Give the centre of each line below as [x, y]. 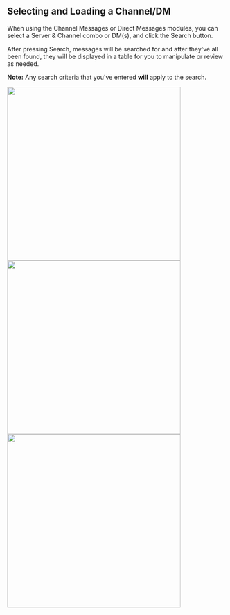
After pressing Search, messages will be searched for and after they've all [113, 49]
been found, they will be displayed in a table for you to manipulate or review [115, 56]
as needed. [23, 64]
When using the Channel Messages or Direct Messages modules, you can [113, 28]
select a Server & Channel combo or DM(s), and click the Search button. [110, 35]
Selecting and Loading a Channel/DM [89, 11]
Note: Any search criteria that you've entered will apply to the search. [107, 77]
